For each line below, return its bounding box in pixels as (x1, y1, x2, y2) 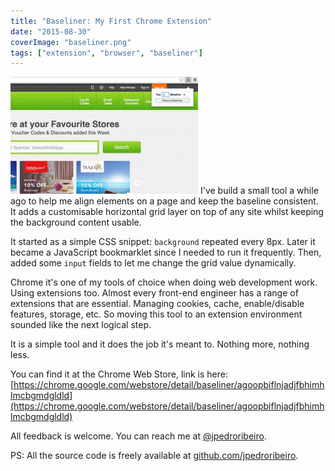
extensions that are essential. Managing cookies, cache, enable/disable (10, 298, 305, 310)
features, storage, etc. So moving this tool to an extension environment (10, 308, 303, 320)
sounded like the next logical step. (10, 319, 152, 331)
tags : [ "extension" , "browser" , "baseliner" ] (10, 48, 203, 58)
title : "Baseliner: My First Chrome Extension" (10, 16, 213, 26)
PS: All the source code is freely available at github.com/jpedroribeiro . (10, 450, 299, 462)
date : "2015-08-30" (10, 26, 92, 37)
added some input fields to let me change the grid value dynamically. (10, 257, 297, 269)
